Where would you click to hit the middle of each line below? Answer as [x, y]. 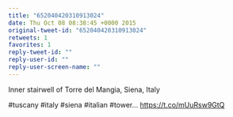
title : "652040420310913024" [56, 15]
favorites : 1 [30, 45]
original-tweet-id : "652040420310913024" [78, 30]
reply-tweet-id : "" [40, 52]
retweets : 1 [28, 38]
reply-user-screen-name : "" [55, 67]
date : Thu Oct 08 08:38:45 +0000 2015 [72, 23]
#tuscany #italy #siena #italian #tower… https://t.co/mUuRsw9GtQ [116, 104]
